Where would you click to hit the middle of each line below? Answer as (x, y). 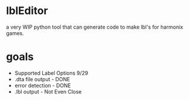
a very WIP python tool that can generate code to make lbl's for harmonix (95, 27)
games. (15, 33)
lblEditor (27, 11)
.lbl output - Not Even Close (48, 91)
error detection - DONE (43, 85)
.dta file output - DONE (42, 79)
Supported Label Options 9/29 (51, 73)
